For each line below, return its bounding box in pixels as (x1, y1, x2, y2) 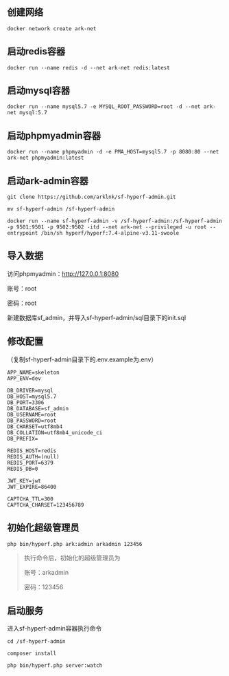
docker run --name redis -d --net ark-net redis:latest (7, 64, 170, 71)
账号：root (7, 284, 37, 293)
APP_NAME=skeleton (7, 369, 60, 376)
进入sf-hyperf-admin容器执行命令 (7, 624, 102, 633)
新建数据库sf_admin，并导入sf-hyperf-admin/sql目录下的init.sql (7, 313, 186, 321)
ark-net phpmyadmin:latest (7, 154, 84, 162)
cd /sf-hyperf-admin (7, 638, 67, 645)
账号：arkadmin (23, 568, 69, 576)
